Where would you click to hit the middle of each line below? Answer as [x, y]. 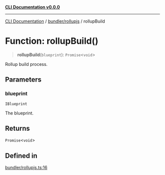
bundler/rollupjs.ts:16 [26, 168]
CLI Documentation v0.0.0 [33, 7]
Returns [18, 129]
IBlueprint [16, 104]
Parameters [23, 80]
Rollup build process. [26, 64]
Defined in [21, 156]
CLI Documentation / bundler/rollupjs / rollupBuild [55, 21]
